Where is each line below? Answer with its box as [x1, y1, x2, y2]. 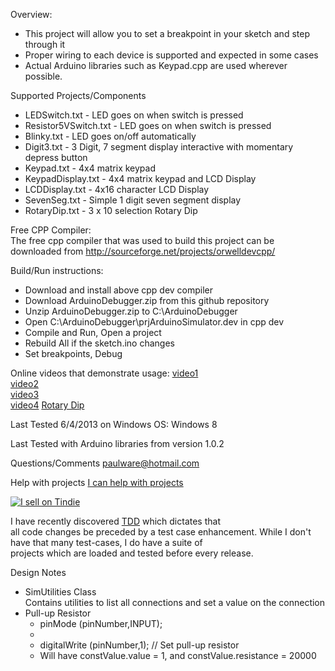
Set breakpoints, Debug [24, 348, 123, 359]
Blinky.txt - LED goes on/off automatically [24, 130, 197, 142]
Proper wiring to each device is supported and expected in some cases [24, 49, 319, 61]
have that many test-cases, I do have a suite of [10, 537, 203, 548]
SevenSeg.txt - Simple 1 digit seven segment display [24, 194, 242, 206]
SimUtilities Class [24, 586, 97, 598]
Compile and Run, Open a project [24, 327, 162, 338]
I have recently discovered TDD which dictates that [10, 515, 221, 527]
